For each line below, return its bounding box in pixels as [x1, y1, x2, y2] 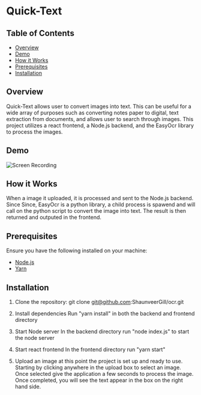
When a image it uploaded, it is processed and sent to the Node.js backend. [6, 195, 194, 202]
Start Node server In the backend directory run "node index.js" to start [14, 328, 190, 335]
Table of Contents [6, 28, 75, 38]
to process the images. [6, 128, 63, 135]
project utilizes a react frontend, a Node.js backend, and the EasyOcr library [6, 122, 194, 129]
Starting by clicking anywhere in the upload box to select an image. [14, 364, 181, 371]
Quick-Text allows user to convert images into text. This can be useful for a [6, 102, 192, 110]
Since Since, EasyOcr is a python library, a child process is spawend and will [6, 201, 196, 208]
